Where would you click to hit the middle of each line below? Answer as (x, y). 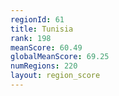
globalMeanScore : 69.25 (60, 57)
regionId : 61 (37, 19)
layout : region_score (55, 76)
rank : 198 (31, 38)
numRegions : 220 (44, 66)
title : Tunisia (42, 29)
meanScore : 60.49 (46, 47)
